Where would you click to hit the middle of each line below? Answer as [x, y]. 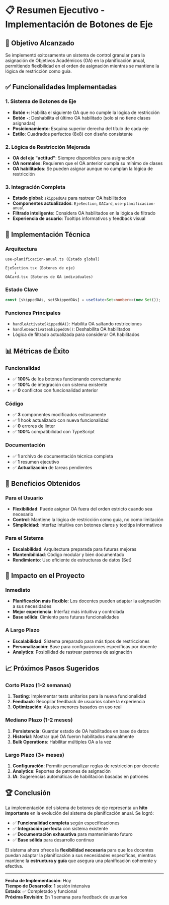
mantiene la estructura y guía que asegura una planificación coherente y [81, 861]
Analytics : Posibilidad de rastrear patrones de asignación [72, 652]
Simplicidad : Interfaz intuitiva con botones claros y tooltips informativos [87, 525]
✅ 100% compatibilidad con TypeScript [53, 432]
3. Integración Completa [35, 187]
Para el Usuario [24, 498]
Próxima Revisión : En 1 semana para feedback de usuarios [66, 897]
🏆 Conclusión [28, 793]
